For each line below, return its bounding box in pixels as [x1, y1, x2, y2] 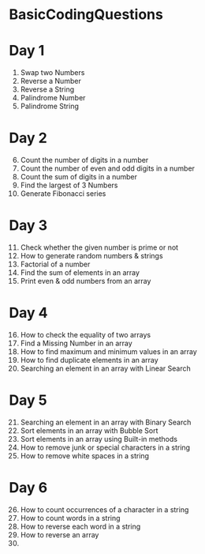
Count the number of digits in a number [20, 156, 149, 165]
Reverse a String [20, 85, 75, 94]
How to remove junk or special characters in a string [20, 443, 191, 452]
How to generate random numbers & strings [20, 251, 164, 260]
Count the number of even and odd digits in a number [20, 164, 196, 173]
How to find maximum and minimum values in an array [20, 346, 198, 356]
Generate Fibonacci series [20, 189, 106, 198]
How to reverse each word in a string [20, 522, 141, 531]
